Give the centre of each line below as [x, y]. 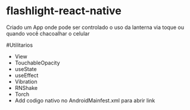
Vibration [26, 82]
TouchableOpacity [38, 63]
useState [26, 69]
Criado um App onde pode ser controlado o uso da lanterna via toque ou [95, 27]
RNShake [26, 88]
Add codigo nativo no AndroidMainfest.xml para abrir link [85, 100]
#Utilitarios [20, 45]
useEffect [27, 75]
